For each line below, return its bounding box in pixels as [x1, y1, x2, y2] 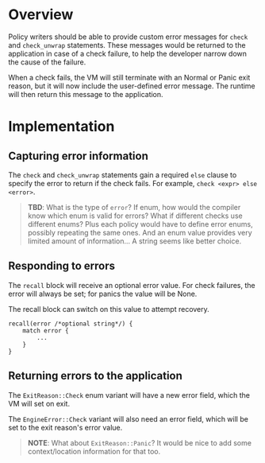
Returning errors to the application [8, 369, 182, 383]
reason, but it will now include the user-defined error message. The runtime [8, 81, 255, 91]
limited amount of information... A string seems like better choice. [27, 236, 242, 246]
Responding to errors [8, 259, 116, 273]
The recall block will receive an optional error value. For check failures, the [8, 280, 255, 290]
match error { [22, 326, 69, 335]
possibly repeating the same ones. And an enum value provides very [27, 228, 252, 237]
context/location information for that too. [27, 446, 161, 456]
